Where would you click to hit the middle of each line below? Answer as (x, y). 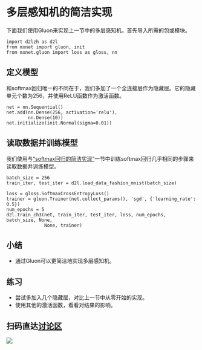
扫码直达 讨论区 (34, 326)
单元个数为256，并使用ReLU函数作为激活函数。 (66, 96)
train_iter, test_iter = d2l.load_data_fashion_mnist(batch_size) (92, 183)
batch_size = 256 (28, 178)
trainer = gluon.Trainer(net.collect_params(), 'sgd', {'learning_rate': (101, 199)
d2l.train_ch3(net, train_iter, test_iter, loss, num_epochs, (86, 215)
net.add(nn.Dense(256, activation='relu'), (62, 112)
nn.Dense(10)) (46, 118)
